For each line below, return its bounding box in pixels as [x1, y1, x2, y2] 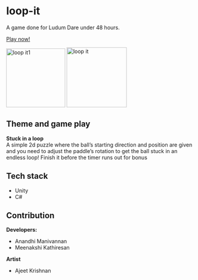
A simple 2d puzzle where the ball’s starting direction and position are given [6, 141, 193, 148]
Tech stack [6, 171, 48, 181]
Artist [6, 256, 21, 263]
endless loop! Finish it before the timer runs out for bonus [6, 154, 148, 161]
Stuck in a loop [6, 135, 44, 142]
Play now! [6, 35, 30, 42]
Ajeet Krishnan [14, 267, 51, 275]
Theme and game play [6, 119, 91, 129]
